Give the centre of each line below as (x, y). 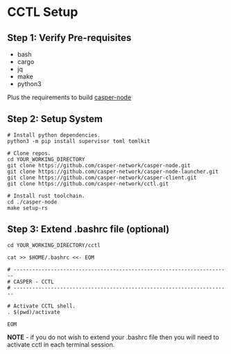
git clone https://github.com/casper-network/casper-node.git (99, 165)
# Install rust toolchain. (46, 196)
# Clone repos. (29, 153)
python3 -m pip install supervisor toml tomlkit (79, 141)
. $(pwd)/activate (34, 312)
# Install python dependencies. (54, 135)
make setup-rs (28, 208)
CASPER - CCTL (34, 282)
